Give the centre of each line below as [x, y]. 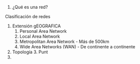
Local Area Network [40, 36]
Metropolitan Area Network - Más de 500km [64, 42]
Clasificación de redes [28, 16]
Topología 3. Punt [30, 52]
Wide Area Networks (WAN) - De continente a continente [77, 47]
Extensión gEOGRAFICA [36, 26]
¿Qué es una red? [30, 7]
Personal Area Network [43, 31]
